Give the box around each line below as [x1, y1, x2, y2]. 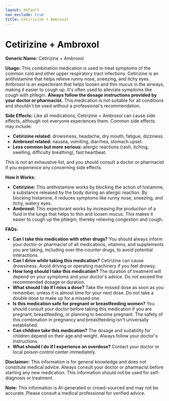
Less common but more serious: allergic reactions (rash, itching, [12, 144, 149, 150]
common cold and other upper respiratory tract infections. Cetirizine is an [5, 70, 159, 76]
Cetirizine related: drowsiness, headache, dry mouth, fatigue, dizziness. [12, 133, 164, 139]
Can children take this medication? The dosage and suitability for [12, 328, 151, 334]
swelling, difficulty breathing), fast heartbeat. [12, 149, 107, 155]
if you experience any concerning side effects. [5, 165, 102, 171]
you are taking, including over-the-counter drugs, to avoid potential [12, 247, 153, 253]
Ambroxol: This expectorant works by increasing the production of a [12, 206, 156, 212]
